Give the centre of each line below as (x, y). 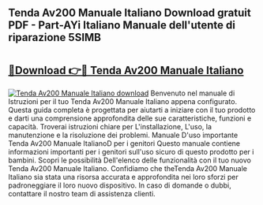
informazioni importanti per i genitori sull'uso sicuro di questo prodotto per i (131, 152)
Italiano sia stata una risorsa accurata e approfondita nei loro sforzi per (123, 177)
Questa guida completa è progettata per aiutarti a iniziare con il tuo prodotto (132, 110)
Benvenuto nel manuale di (193, 93)
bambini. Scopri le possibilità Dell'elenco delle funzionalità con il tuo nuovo (130, 160)
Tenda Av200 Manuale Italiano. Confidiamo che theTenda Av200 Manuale (128, 168)
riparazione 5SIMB (54, 37)
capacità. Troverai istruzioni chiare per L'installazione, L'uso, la (110, 127)
